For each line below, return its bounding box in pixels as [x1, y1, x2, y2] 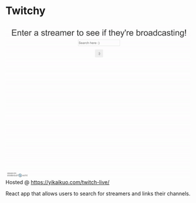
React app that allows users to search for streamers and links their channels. [5, 190, 191, 197]
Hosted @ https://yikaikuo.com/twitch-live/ [5, 178, 110, 185]
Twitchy [5, 4, 46, 18]
